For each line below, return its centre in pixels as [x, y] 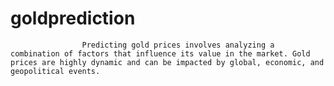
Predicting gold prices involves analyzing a [178, 45]
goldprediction [73, 18]
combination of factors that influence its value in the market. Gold [160, 53]
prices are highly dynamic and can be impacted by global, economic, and [167, 62]
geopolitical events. [55, 71]
